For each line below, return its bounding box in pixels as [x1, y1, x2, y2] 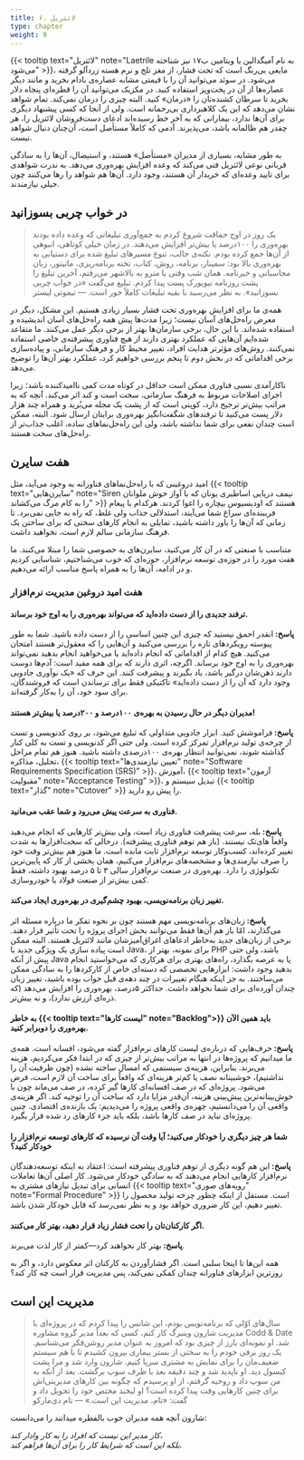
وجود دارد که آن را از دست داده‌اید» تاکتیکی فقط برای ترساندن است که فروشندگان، [10, 676, 290, 687]
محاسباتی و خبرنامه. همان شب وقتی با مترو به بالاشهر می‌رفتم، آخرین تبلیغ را [32, 268, 291, 278]
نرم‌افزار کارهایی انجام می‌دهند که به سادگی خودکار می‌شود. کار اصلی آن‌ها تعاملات [10, 1171, 288, 1182]
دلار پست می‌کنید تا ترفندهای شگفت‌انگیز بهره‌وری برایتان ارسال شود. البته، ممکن [10, 409, 283, 420]
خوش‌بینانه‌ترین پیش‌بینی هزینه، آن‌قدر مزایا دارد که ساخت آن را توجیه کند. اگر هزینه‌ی [10, 1090, 294, 1102]
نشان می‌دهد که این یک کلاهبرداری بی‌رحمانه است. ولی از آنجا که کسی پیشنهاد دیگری [10, 103, 296, 114]
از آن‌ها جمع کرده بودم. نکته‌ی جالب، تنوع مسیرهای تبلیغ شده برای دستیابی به [32, 248, 290, 259]
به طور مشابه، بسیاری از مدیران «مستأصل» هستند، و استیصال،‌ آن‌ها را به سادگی [10, 150, 282, 161]
